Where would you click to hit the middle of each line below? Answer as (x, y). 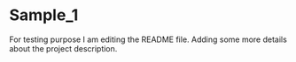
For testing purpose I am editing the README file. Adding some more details (148, 39)
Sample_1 (44, 15)
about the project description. (63, 48)
